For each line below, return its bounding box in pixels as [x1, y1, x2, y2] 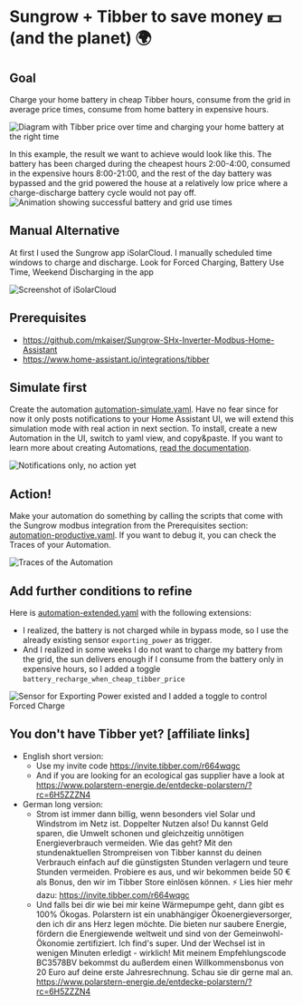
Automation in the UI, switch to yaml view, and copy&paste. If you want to [9, 433, 283, 444]
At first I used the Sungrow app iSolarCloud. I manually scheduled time [9, 247, 273, 258]
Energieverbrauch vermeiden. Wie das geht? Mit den [35, 837, 233, 848]
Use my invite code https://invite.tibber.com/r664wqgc [35, 760, 241, 771]
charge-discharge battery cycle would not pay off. [9, 188, 197, 198]
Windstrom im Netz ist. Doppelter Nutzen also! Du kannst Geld [35, 818, 269, 829]
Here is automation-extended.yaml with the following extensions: [9, 608, 251, 619]
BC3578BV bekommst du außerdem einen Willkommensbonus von [35, 957, 285, 968]
